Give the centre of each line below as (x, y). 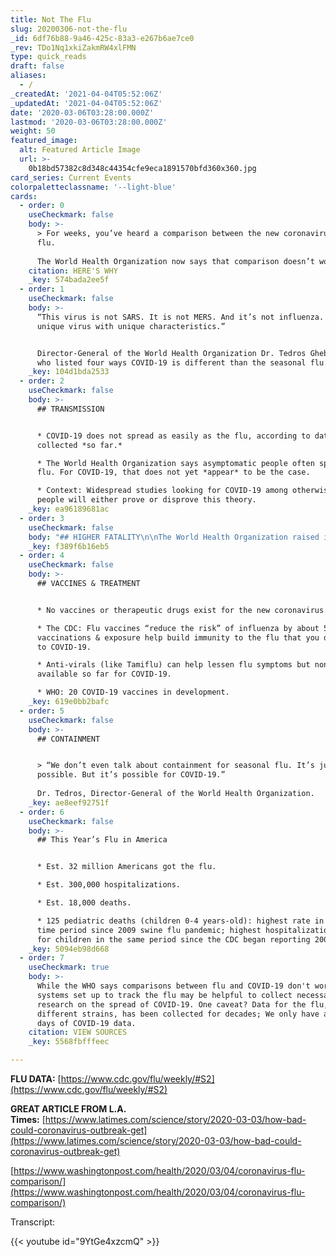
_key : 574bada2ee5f (69, 280)
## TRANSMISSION (70, 409)
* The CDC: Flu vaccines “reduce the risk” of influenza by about (178, 628)
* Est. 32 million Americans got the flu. (126, 867)
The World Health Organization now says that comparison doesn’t (175, 261)
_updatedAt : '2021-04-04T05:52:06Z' (86, 103)
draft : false (37, 66)
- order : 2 (42, 381)
